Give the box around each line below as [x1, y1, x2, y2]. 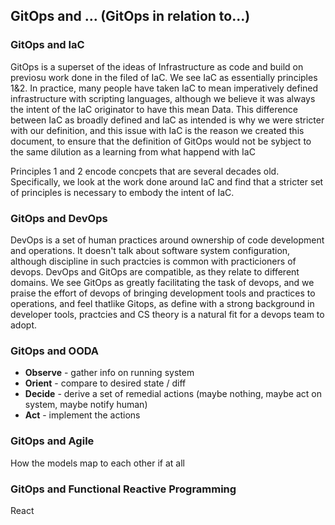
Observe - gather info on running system [24, 367, 195, 379]
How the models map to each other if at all [10, 457, 185, 469]
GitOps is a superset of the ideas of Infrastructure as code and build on [10, 60, 304, 73]
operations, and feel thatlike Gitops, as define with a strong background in [10, 297, 315, 309]
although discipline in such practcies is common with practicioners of [10, 255, 297, 267]
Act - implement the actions [24, 409, 141, 421]
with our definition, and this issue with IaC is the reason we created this [10, 124, 305, 136]
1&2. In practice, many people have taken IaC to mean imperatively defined [10, 82, 319, 94]
